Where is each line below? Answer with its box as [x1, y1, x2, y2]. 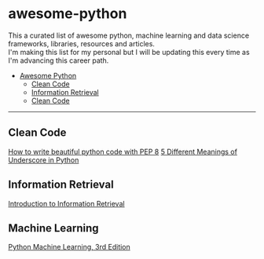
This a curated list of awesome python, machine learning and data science [8, 31, 250, 40]
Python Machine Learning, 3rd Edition [8, 243, 131, 252]
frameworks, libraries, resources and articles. [8, 38, 156, 48]
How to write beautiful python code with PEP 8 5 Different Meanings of [8, 147, 238, 156]
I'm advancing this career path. [8, 56, 109, 65]
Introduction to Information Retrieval [8, 199, 125, 208]
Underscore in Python [8, 155, 79, 165]
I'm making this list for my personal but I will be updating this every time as [8, 47, 250, 57]
